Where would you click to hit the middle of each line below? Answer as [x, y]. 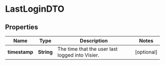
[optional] [146, 52]
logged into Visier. [78, 55]
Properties [22, 27]
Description [94, 41]
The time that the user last [87, 49]
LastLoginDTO [35, 9]
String [45, 52]
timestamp [20, 52]
